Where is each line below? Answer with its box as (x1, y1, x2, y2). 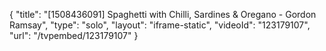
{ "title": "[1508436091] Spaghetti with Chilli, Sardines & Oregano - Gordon (9, 9, 317, 20)
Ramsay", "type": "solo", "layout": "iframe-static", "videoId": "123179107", (9, 19, 311, 31)
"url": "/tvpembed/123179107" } (9, 30, 139, 41)
